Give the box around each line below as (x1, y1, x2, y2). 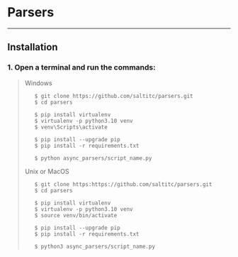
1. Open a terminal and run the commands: (7, 62, 156, 72)
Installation (7, 41, 58, 53)
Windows (24, 79, 52, 87)
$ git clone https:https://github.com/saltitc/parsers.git (34, 180, 212, 188)
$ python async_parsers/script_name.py (34, 154, 152, 162)
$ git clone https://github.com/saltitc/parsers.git (34, 92, 193, 99)
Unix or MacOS (24, 167, 69, 175)
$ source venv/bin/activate (34, 212, 118, 219)
